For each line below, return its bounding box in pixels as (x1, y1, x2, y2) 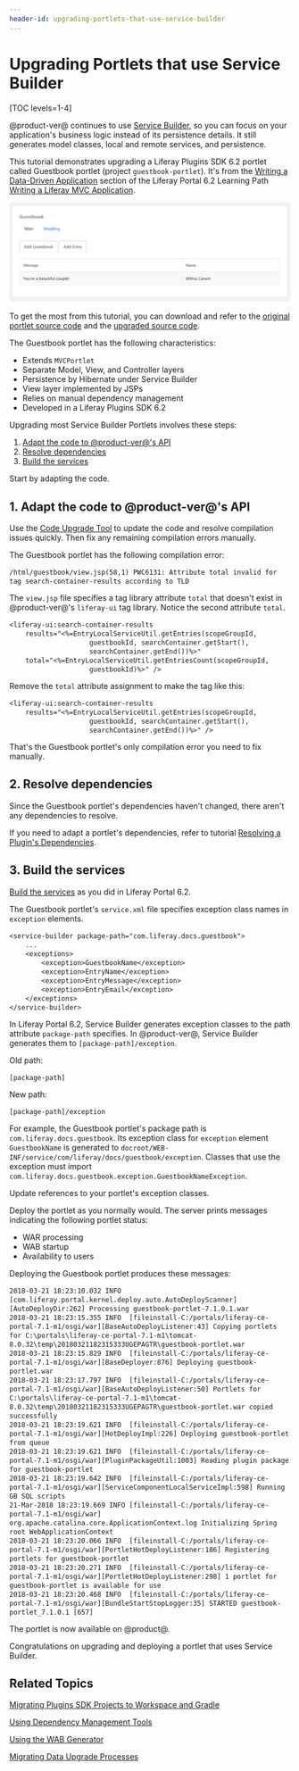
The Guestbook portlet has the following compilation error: (9, 550, 225, 561)
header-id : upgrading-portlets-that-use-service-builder (9, 14, 226, 23)
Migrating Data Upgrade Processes (9, 1751, 139, 1762)
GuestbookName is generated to (9, 1142, 119, 1152)
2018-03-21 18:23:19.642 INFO (9, 1474, 122, 1483)
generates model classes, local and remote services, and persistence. (9, 138, 267, 149)
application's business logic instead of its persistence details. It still (9, 129, 257, 140)
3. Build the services (9, 862, 126, 878)
